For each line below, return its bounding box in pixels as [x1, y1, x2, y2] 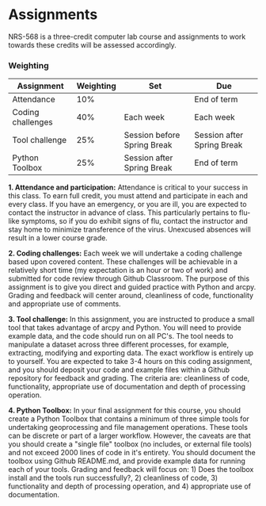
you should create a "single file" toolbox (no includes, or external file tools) [8, 439, 253, 449]
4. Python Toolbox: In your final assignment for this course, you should [8, 406, 241, 416]
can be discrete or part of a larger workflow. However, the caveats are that [8, 431, 251, 441]
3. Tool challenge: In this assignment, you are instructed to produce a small [8, 315, 255, 324]
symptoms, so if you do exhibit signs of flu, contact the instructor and [21, 217, 248, 226]
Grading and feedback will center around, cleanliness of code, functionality [8, 291, 254, 301]
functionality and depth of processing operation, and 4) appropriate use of [8, 481, 252, 491]
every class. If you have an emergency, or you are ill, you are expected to [8, 200, 247, 209]
